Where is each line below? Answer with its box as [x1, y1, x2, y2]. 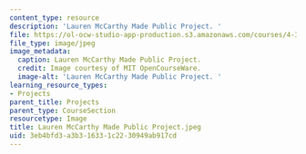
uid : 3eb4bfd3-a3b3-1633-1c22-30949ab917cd [9, 131, 178, 140]
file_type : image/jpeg [9, 38, 96, 48]
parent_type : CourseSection [9, 106, 117, 115]
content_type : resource [9, 13, 100, 23]
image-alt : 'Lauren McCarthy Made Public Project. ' [17, 72, 222, 82]
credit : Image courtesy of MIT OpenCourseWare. [17, 64, 202, 73]
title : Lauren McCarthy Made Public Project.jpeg [9, 123, 202, 132]
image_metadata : [9, 47, 71, 56]
